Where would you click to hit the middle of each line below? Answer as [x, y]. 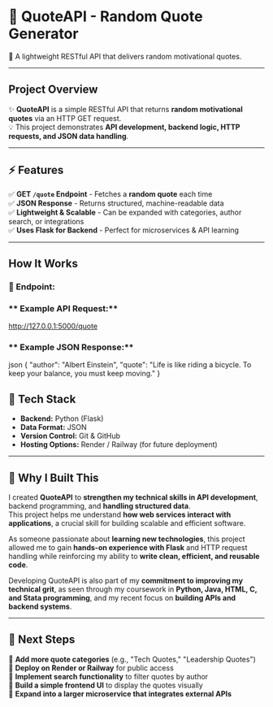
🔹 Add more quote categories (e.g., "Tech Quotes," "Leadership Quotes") [132, 659]
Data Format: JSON [53, 427]
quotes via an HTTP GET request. [65, 118]
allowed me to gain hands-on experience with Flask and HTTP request [128, 548]
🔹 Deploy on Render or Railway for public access [91, 668]
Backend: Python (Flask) [62, 419]
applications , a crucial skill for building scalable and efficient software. [127, 523]
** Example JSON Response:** [71, 347]
